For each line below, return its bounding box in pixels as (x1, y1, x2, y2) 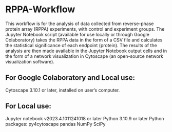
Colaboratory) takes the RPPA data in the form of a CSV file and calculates (5, 37, 163, 43)
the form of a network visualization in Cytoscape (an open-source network (5, 53, 163, 59)
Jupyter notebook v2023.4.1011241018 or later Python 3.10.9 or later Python (5, 115, 164, 121)
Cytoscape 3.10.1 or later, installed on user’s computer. (5, 87, 120, 93)
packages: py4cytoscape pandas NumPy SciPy (5, 121, 106, 127)
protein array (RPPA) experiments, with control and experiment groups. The (5, 26, 165, 32)
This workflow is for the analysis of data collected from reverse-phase (5, 20, 154, 27)
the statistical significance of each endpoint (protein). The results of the (5, 42, 158, 48)
